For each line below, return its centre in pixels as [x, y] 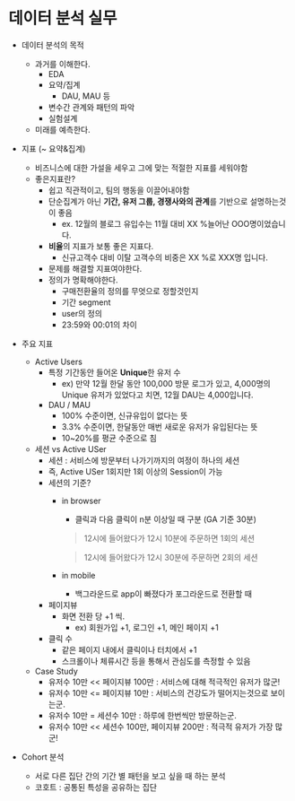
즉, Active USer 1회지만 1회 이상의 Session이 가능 [135, 471]
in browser [81, 501]
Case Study [56, 671]
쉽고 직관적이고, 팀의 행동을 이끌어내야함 [119, 190]
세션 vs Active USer [70, 448]
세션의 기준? [69, 483]
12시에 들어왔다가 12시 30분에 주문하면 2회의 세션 [171, 557]
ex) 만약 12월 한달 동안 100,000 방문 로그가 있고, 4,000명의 [166, 383]
